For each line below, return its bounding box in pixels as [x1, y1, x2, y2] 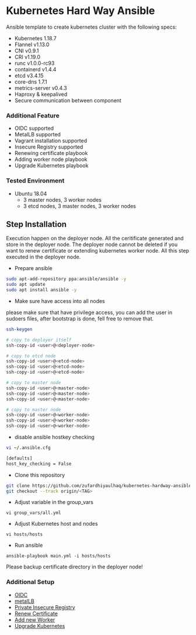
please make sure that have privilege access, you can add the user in [6, 309, 173, 316]
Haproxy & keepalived [14, 91, 68, 98]
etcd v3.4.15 [14, 72, 44, 79]
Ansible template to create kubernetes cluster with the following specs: [6, 23, 177, 30]
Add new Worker [14, 616, 55, 623]
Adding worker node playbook [14, 156, 87, 163]
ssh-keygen [6, 326, 33, 332]
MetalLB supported [14, 131, 61, 138]
